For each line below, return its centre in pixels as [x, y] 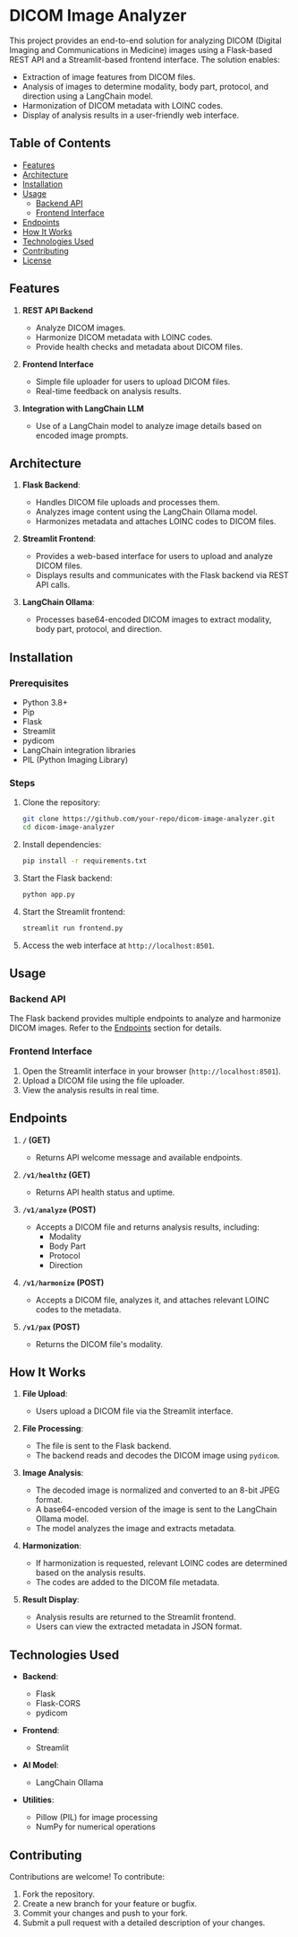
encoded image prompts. [82, 435]
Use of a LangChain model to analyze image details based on [149, 425]
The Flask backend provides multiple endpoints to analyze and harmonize [145, 1019]
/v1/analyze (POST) [59, 1209]
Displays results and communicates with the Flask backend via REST [162, 575]
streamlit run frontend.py [72, 928]
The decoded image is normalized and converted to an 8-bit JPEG [158, 1490]
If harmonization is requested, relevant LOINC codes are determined [162, 1564]
